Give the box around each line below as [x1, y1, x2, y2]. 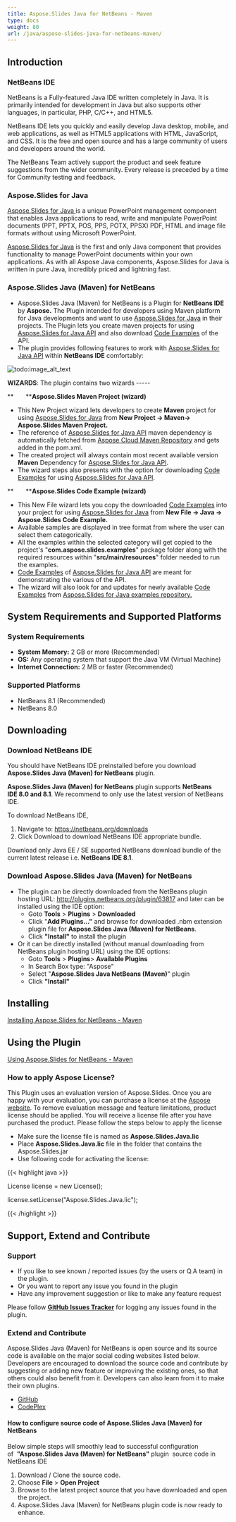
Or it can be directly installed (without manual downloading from [17, 939, 204, 948]
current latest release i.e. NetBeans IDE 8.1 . [7, 853, 134, 862]
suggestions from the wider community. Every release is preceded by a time [7, 165, 229, 173]
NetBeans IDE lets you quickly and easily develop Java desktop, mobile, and [7, 121, 229, 130]
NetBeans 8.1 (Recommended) [17, 696, 106, 705]
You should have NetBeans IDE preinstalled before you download [7, 762, 197, 770]
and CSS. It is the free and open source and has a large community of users [7, 137, 228, 145]
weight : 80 [7, 23, 39, 30]
